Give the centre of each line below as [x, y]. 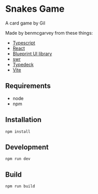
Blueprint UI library [32, 54]
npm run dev [18, 159]
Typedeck [23, 64]
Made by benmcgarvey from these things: [49, 33]
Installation [23, 120]
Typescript [24, 43]
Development [27, 147]
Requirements [28, 86]
